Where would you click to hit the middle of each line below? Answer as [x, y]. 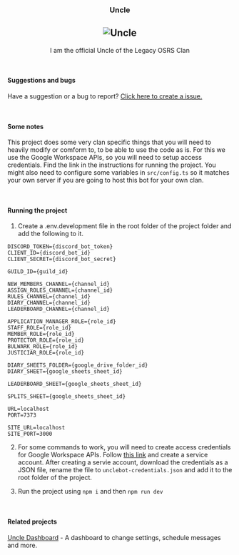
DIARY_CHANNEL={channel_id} [49, 303]
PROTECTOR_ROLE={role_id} [46, 340]
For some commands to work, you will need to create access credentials [124, 447]
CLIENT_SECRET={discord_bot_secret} [62, 259]
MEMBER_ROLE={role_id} [41, 334]
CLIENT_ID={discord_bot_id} [49, 253]
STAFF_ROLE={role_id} [40, 328]
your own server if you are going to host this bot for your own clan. [106, 180]
